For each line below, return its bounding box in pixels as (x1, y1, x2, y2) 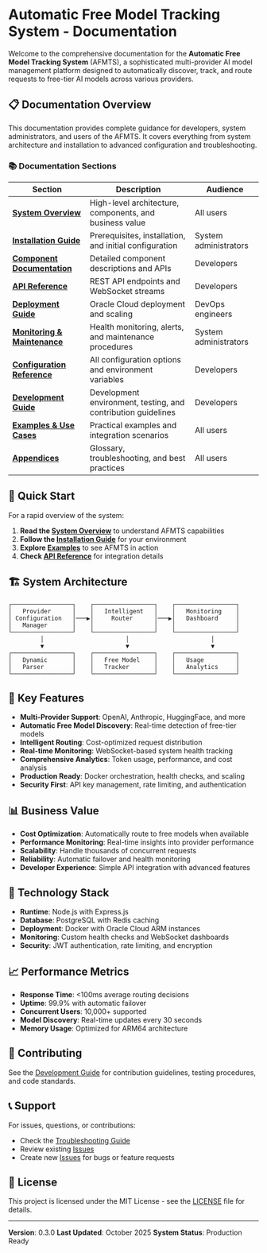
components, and (89, 207, 155, 219)
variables (89, 374, 125, 385)
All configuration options (89, 354, 181, 365)
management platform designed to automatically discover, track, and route (8, 65, 253, 75)
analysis (19, 763, 48, 772)
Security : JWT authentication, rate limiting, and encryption (19, 941, 213, 950)
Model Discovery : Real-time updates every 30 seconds (19, 1015, 203, 1024)
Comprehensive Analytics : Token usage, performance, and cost (19, 755, 233, 764)
